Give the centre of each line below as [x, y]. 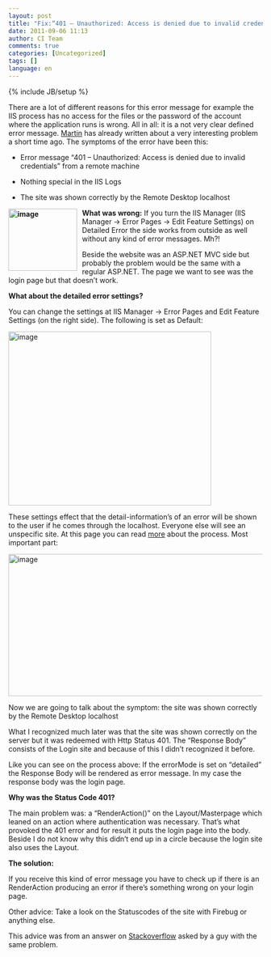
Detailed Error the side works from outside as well [165, 230]
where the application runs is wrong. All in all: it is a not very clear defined [131, 124]
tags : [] [23, 61]
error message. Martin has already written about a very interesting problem [133, 133]
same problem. [33, 944]
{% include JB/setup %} [48, 91]
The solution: [31, 863]
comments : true [34, 46]
